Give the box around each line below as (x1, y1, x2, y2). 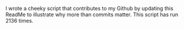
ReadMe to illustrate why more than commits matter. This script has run (5, 11, 179, 18)
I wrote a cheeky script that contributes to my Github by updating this (5, 5, 174, 12)
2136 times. (5, 17, 34, 24)
